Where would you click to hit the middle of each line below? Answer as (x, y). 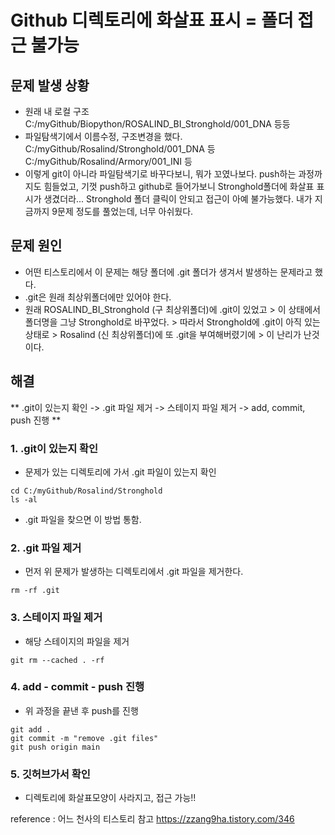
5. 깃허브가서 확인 (50, 774)
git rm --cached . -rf (57, 660)
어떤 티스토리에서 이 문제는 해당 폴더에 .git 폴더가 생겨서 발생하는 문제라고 (168, 272)
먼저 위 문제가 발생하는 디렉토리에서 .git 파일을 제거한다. (134, 572)
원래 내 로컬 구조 (57, 111)
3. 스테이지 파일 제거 (56, 618)
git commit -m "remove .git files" (84, 738)
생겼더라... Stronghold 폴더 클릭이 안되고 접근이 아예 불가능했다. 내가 (178, 199)
